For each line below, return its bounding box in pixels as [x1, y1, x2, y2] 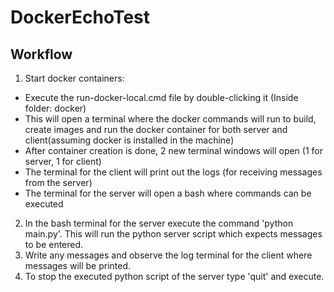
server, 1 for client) [24, 156, 102, 167]
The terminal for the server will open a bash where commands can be [24, 187, 312, 199]
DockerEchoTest [10, 6, 151, 29]
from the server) [24, 177, 93, 188]
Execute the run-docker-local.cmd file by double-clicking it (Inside [24, 92, 299, 103]
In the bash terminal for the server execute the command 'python [24, 217, 294, 229]
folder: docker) [24, 102, 87, 114]
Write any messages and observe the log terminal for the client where [24, 249, 313, 261]
